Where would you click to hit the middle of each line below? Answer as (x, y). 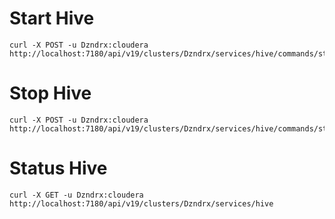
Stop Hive (50, 93)
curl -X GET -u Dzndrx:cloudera (76, 195)
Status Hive (58, 168)
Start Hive (52, 18)
